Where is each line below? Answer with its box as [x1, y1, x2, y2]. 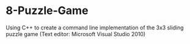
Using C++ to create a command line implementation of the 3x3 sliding [5, 24, 184, 31]
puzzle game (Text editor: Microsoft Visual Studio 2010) [5, 30, 146, 37]
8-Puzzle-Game [5, 4, 89, 18]
